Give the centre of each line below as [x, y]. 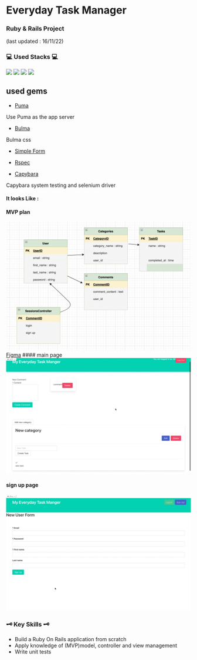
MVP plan [18, 212]
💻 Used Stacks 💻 [32, 57]
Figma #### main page [34, 355]
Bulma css [18, 139]
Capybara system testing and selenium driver [61, 185]
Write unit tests [33, 652]
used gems [27, 91]
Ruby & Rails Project [35, 29]
